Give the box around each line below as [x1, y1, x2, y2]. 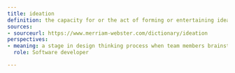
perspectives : [7, 36, 49, 43]
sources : [7, 23, 33, 30]
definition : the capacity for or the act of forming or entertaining [7, 17, 215, 24]
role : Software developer [13, 49, 90, 56]
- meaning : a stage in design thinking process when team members [7, 42, 205, 49]
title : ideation [7, 10, 55, 17]
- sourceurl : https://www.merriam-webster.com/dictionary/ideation [7, 29, 208, 37]
